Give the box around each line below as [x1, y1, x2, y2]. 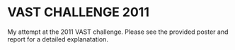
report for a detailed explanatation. [7, 35, 108, 43]
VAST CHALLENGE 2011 [7, 4, 150, 20]
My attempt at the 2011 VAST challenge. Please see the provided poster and [7, 27, 229, 36]
